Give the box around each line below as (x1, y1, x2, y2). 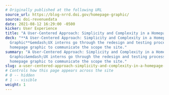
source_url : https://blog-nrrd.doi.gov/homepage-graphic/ (5, 12, 129, 17)
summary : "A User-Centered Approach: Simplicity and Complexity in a (5, 49, 154, 54)
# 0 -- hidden (5, 73, 35, 78)
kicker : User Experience (5, 26, 57, 31)
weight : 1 (5, 82, 26, 87)
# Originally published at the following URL (5, 7, 102, 13)
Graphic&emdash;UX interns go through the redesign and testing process (10, 54, 165, 59)
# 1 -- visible (5, 77, 37, 82)
